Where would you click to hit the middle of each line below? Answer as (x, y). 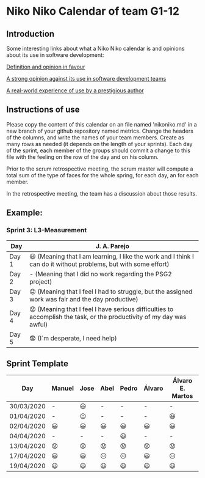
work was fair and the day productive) (84, 299)
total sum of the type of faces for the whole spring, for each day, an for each (103, 175)
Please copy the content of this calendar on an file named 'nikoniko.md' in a (102, 124)
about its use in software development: (55, 55)
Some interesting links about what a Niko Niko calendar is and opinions (95, 48)
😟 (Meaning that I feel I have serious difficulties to (102, 309)
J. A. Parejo (113, 246)
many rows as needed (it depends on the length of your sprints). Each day (99, 144)
